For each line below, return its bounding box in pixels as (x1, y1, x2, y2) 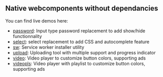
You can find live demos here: (5, 17, 68, 24)
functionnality (12, 33, 42, 39)
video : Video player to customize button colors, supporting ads (12, 55, 146, 61)
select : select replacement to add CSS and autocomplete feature (12, 38, 150, 45)
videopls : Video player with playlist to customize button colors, (12, 60, 146, 66)
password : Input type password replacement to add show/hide (12, 28, 146, 34)
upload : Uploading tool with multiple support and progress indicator (12, 49, 156, 55)
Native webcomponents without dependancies (5, 4, 158, 13)
